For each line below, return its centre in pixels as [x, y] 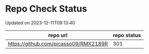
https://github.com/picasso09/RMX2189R [58, 43]
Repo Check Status [46, 9]
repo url [58, 35]
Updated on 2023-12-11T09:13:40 [40, 23]
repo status [127, 35]
